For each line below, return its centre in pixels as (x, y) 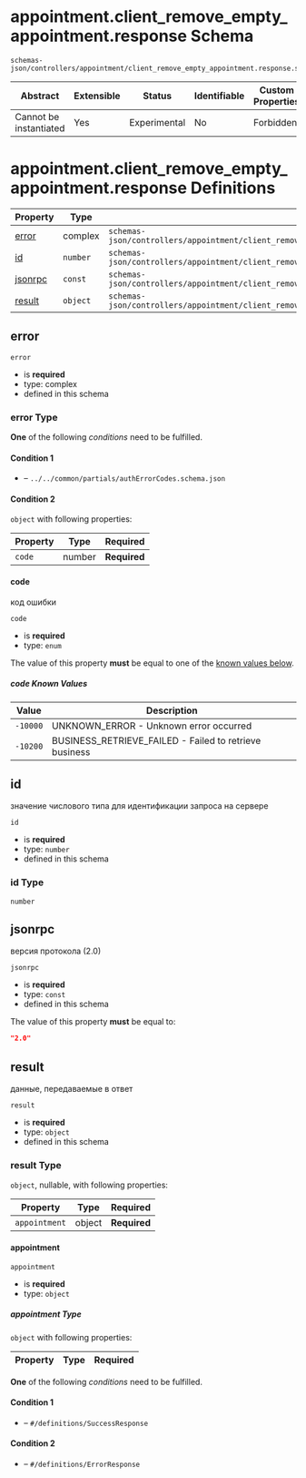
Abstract (40, 96)
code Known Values (49, 684)
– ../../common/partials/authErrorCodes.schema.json (124, 478)
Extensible (97, 96)
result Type (36, 1166)
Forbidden (276, 122)
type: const (44, 994)
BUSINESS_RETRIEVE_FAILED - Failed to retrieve (157, 740)
